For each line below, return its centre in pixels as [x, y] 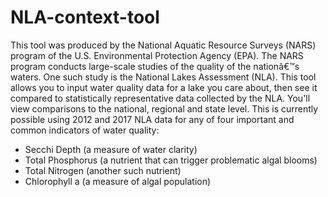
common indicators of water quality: [85, 130]
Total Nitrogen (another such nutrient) [103, 170]
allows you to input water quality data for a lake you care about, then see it [164, 87]
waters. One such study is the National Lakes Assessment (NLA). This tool [163, 77]
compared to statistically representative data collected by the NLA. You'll [160, 98]
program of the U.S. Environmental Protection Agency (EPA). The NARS [157, 55]
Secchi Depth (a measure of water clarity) [111, 149]
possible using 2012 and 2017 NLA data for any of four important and [152, 119]
